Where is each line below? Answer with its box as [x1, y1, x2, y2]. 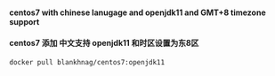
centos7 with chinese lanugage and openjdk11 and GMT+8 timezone [9, 7, 266, 18]
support [9, 16, 40, 27]
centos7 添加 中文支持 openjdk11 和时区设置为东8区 [9, 38, 199, 49]
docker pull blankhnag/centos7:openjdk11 [9, 57, 166, 66]
